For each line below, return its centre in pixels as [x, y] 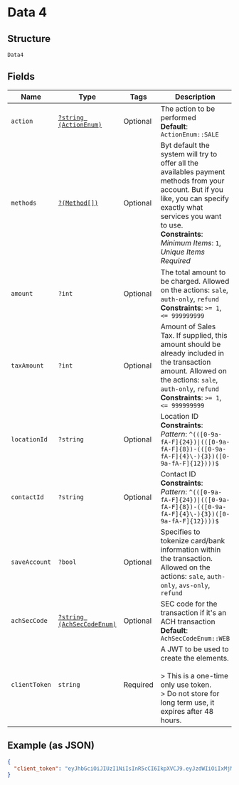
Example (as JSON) [51, 746]
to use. [172, 225]
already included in [192, 353]
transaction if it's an [193, 612]
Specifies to [180, 532]
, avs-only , [193, 585]
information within [191, 550]
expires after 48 [187, 711]
